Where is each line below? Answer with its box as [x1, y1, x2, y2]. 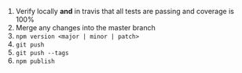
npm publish [15, 57, 55, 65]
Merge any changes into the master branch [15, 23, 156, 32]
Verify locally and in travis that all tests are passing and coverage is [15, 7, 234, 16]
